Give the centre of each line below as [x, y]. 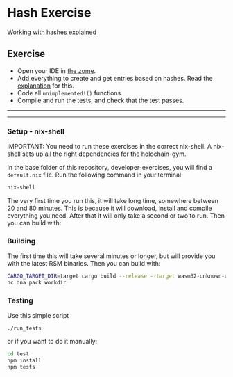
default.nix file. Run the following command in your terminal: [95, 175]
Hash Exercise [49, 13]
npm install [24, 361]
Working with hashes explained [52, 32]
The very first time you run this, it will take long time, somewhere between [113, 200]
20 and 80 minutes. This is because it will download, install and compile [110, 208]
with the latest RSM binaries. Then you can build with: [84, 264]
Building [21, 241]
